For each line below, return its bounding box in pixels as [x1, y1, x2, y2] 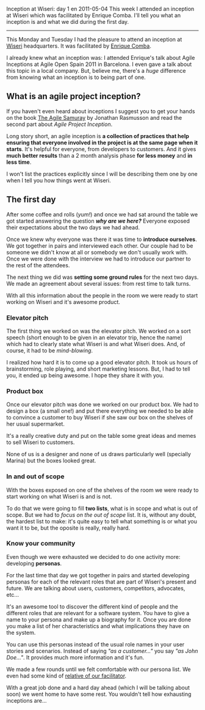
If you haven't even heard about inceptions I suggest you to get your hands [6, 107, 195, 115]
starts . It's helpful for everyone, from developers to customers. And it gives [6, 145, 196, 152]
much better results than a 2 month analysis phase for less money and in [6, 152, 193, 159]
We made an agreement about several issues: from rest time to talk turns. [6, 279, 191, 287]
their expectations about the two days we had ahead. [6, 223, 140, 231]
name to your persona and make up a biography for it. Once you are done [6, 616, 191, 623]
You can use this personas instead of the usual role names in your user [6, 640, 185, 648]
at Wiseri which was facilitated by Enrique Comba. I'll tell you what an [6, 12, 181, 19]
